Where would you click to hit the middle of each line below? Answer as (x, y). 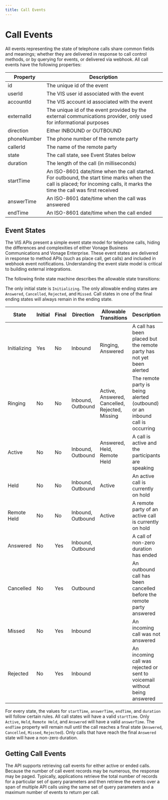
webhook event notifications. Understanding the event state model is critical (84, 264)
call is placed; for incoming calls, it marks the (99, 184)
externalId (19, 116)
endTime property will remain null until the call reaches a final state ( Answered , (84, 727)
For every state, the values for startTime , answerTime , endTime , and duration (83, 711)
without (141, 686)
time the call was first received (82, 190)
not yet (140, 358)
